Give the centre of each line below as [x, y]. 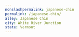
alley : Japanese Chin [27, 18]
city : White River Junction [33, 23]
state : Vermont [20, 27]
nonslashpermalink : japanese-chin [40, 9]
